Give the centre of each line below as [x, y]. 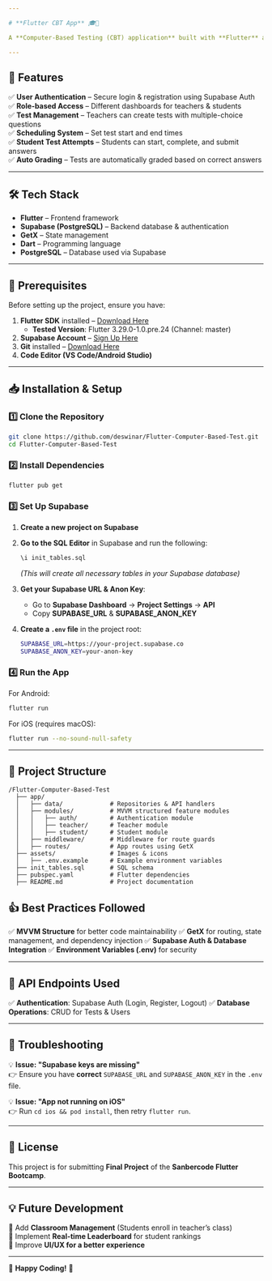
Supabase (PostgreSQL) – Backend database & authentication [124, 227]
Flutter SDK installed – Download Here [85, 320]
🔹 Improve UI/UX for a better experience [77, 1245]
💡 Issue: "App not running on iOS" [67, 1101]
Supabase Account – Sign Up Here [79, 338]
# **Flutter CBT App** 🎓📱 [54, 23]
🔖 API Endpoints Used [64, 983]
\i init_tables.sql [53, 557]
